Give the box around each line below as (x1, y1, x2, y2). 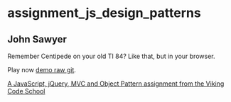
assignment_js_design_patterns (7, 5, 201, 21)
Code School (7, 87, 45, 95)
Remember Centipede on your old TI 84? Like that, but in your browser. (7, 52, 215, 60)
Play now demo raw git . (7, 66, 77, 74)
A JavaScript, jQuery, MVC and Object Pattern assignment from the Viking (7, 79, 225, 88)
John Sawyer (7, 33, 68, 45)
